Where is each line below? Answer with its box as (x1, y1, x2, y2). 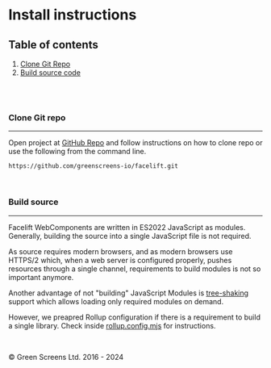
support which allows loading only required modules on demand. (8, 296, 224, 306)
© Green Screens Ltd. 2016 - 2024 (8, 352, 124, 362)
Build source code (19, 68, 81, 77)
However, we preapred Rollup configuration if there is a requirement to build (8, 312, 261, 322)
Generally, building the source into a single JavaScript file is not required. (8, 231, 252, 240)
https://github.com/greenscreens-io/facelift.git (8, 162, 179, 170)
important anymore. (8, 272, 74, 282)
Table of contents (8, 38, 98, 52)
